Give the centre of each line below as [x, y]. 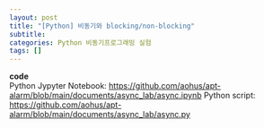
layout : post [34, 17]
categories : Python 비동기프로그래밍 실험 [80, 43]
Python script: [229, 96]
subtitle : [28, 34]
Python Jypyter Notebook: [58, 86]
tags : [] [26, 51]
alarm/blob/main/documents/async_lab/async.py [100, 115]
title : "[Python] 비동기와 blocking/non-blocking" [102, 26]
